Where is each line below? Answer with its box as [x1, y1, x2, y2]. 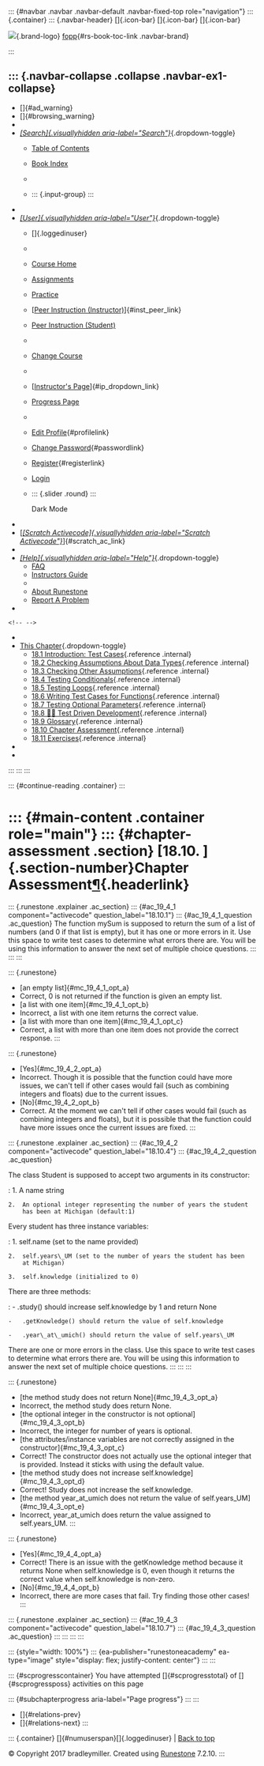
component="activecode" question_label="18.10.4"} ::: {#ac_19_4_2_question [8, 1146, 257, 1156]
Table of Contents [31, 143, 90, 153]
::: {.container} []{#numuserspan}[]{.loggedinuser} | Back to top [8, 1733, 215, 1742]
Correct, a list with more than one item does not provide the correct [19, 1025, 239, 1034]
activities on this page [72, 1679, 144, 1689]
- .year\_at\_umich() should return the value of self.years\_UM [8, 1331, 235, 1339]
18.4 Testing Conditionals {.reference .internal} [31, 674, 181, 684]
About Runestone [31, 587, 88, 596]
